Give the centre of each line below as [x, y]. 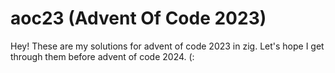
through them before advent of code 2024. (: [102, 56]
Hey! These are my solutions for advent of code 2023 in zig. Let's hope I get [167, 46]
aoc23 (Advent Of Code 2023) [138, 18]
